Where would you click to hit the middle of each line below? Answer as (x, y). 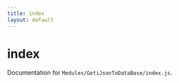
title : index (26, 13)
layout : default (30, 20)
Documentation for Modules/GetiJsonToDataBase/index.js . (90, 73)
